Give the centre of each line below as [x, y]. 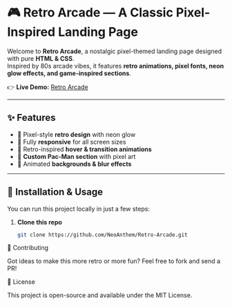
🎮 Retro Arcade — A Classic [90, 13]
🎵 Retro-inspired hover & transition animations [84, 149]
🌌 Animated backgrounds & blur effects [74, 164]
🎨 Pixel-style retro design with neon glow [76, 134]
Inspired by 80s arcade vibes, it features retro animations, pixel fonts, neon [116, 66]
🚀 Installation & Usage [55, 192]
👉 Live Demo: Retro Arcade [48, 87]
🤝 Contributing [28, 248]
